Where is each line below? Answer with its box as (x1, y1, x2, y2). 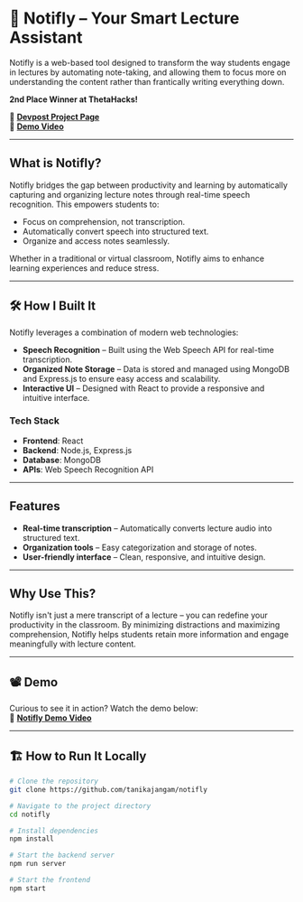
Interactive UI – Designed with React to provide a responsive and (22, 383, 265, 394)
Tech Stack (9, 414, 60, 427)
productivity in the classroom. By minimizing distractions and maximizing (9, 619, 280, 630)
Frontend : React (22, 435, 84, 446)
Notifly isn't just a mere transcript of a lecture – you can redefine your (9, 609, 268, 621)
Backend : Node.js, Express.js (22, 444, 133, 455)
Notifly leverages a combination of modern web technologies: (9, 327, 239, 338)
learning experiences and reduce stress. (9, 262, 160, 274)
